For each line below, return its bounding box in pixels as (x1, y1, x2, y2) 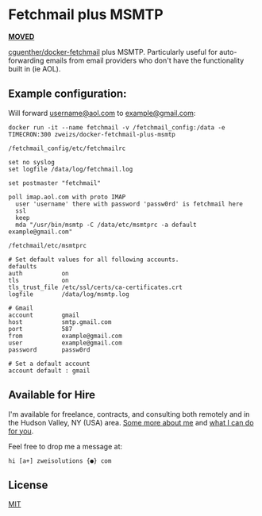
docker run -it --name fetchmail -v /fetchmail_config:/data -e (8, 123, 225, 132)
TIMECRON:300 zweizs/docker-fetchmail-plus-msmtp (8, 130, 176, 138)
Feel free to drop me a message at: (8, 441, 123, 451)
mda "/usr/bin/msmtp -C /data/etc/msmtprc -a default (15, 221, 197, 229)
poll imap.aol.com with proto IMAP (8, 193, 126, 201)
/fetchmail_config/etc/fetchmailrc (8, 144, 126, 152)
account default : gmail (8, 367, 91, 375)
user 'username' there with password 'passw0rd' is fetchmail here (15, 200, 244, 208)
